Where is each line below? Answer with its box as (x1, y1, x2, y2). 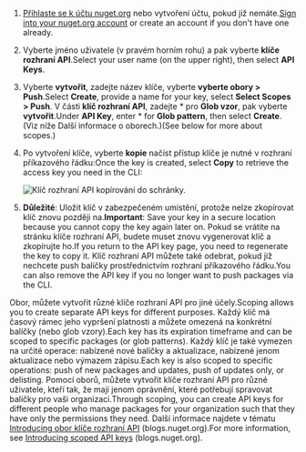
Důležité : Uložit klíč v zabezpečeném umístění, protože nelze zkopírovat (22, 202, 294, 213)
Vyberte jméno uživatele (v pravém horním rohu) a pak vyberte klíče (22, 45, 280, 55)
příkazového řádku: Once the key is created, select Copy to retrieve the (22, 157, 290, 167)
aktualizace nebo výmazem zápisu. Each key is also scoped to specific (9, 355, 273, 366)
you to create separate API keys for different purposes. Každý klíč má (9, 306, 270, 317)
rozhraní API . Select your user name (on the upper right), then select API (22, 55, 295, 65)
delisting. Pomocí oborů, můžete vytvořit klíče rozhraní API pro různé (9, 375, 269, 385)
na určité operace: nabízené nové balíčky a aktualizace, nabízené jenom (9, 346, 280, 356)
